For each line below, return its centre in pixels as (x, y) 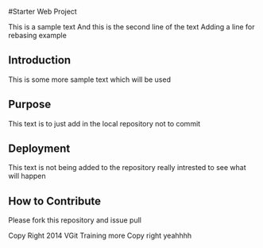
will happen (27, 176)
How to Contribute (55, 201)
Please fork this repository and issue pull (75, 220)
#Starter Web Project (43, 12)
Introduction (40, 60)
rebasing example (38, 35)
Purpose (30, 105)
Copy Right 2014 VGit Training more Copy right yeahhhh (100, 236)
